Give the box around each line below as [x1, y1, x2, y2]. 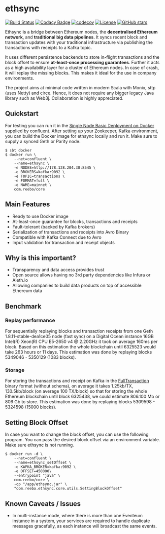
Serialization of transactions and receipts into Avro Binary [12, 229, 129, 235]
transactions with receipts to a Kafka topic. [5, 44, 92, 50]
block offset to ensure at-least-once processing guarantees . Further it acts [5, 59, 160, 65]
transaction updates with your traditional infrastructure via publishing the [5, 39, 153, 45]
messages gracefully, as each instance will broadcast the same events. [12, 523, 157, 529]
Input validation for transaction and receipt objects [12, 239, 115, 245]
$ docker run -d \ [5, 452, 43, 457]
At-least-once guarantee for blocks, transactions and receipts [12, 218, 138, 225]
